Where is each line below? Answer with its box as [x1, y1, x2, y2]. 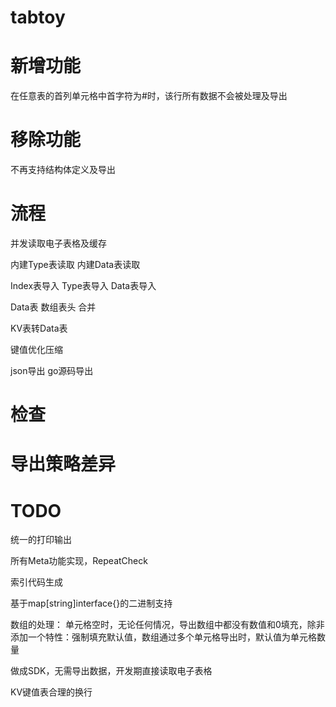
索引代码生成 [10, 576, 63, 588]
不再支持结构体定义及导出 [10, 164, 116, 176]
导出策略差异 [10, 453, 117, 476]
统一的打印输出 [10, 534, 72, 546]
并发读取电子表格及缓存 [10, 237, 107, 249]
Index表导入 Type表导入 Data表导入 [10, 280, 157, 291]
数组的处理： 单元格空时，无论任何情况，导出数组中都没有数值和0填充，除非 [10, 619, 325, 631]
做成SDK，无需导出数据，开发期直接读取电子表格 [10, 665, 213, 677]
